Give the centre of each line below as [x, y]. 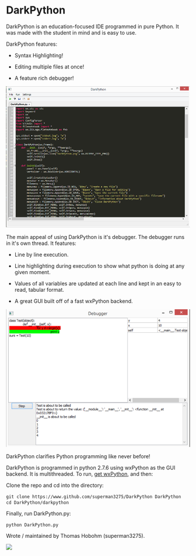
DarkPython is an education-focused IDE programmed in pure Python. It [92, 26]
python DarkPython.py [32, 525]
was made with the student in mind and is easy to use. [71, 32]
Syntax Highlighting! [39, 55]
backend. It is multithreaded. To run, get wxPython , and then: [80, 474]
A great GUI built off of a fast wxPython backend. [73, 301]
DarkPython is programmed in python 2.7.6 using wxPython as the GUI [91, 468]
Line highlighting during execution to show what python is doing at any [99, 266]
